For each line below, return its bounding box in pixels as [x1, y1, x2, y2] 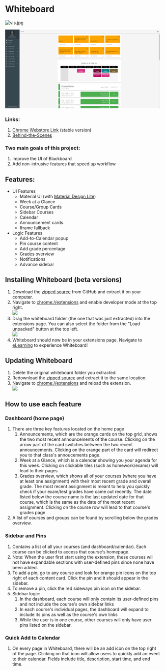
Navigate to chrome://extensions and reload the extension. [12, 380, 131, 386]
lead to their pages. [19, 468, 59, 474]
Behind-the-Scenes [12, 132, 53, 138]
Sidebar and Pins [5, 532, 47, 539]
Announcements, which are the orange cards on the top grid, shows [19, 431, 158, 437]
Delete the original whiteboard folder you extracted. [12, 369, 117, 375]
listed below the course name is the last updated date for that [19, 494, 144, 500]
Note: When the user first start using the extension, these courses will [12, 554, 154, 560]
